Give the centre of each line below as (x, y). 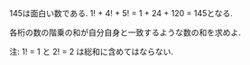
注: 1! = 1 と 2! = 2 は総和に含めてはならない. (92, 51)
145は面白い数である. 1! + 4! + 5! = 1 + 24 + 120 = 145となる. (121, 13)
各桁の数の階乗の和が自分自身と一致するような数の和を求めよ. (125, 32)
